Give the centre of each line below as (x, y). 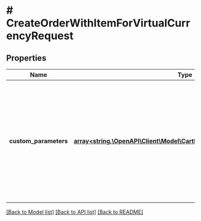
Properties (26, 58)
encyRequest (40, 36)
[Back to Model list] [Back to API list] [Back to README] (75, 212)
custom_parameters (39, 141)
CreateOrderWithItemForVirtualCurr (98, 23)
